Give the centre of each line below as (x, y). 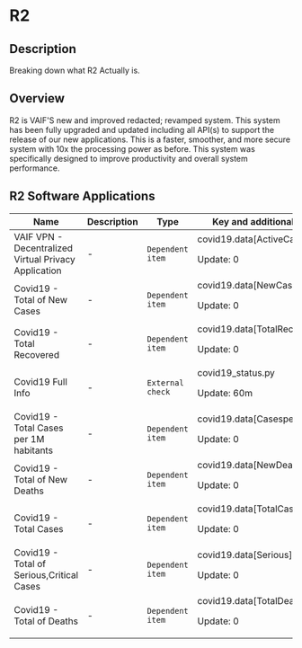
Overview (37, 98)
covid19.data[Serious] (245, 555)
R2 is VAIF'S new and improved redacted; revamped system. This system (145, 120)
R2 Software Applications (82, 196)
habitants (34, 450)
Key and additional (253, 221)
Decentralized (44, 248)
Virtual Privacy (45, 259)
